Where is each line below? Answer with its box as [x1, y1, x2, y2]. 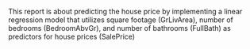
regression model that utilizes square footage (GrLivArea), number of [8, 15, 234, 24]
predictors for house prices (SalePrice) [8, 32, 136, 41]
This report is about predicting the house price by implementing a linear [8, 7, 243, 16]
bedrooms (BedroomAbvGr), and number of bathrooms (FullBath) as [8, 24, 232, 32]
